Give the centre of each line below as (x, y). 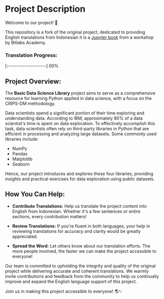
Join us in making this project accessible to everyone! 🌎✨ (64, 291)
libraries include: (22, 139)
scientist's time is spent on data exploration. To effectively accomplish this (80, 124)
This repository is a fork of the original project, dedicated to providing (75, 32)
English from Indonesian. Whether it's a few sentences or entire (76, 211)
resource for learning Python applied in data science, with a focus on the (78, 99)
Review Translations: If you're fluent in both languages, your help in (81, 226)
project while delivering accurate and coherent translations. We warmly (77, 271)
